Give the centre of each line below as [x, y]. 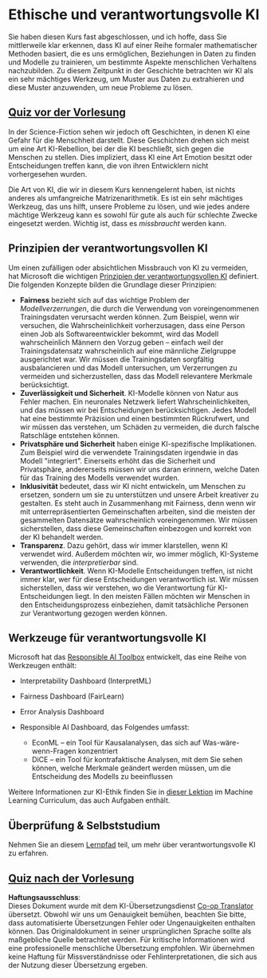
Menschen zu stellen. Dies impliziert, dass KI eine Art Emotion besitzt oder [130, 157]
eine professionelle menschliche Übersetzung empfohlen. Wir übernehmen [132, 948]
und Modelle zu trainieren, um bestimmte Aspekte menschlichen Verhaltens [133, 62]
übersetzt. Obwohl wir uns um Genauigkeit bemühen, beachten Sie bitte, [128, 914]
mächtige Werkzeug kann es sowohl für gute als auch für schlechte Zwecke [133, 215]
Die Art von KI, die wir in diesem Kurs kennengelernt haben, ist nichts [122, 190]
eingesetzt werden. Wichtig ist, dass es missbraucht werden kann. [118, 223]
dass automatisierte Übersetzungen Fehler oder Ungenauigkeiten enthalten [132, 923]
